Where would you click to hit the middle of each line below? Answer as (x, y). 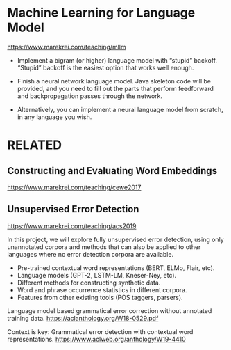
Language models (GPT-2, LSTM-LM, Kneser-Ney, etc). (97, 275)
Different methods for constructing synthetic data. (89, 283)
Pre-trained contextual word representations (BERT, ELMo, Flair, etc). (116, 268)
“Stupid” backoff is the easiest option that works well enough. (105, 67)
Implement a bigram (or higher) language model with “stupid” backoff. (117, 60)
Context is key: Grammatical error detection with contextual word (100, 331)
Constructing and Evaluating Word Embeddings (112, 171)
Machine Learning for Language (101, 13)
